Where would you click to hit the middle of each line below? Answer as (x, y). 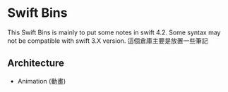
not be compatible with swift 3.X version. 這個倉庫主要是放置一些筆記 (108, 41)
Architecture (36, 64)
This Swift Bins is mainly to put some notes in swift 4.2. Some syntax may (114, 32)
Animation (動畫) (42, 81)
